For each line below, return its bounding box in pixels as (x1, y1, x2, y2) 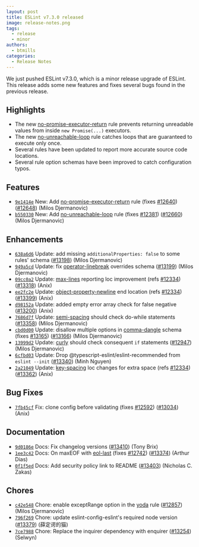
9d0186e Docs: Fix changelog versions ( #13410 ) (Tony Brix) (14, 443, 159, 450)
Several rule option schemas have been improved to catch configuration (14, 158, 192, 166)
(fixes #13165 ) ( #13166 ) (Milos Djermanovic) (14, 332, 122, 340)
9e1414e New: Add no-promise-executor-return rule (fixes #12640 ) (14, 198, 178, 206)
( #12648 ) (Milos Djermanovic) (14, 204, 88, 212)
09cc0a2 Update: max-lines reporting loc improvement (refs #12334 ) (14, 275, 181, 282)
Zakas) (14, 468, 32, 475)
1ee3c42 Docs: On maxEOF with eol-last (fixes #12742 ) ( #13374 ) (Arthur (14, 449, 190, 456)
